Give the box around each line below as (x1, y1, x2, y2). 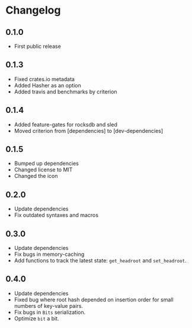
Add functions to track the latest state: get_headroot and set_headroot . (14, 257, 187, 264)
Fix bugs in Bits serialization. (14, 308, 86, 316)
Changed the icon (14, 173, 58, 180)
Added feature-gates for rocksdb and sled (14, 121, 118, 128)
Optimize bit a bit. (14, 314, 60, 322)
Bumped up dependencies (14, 160, 79, 167)
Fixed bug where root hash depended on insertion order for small (14, 296, 174, 303)
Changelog (5, 4, 61, 17)
